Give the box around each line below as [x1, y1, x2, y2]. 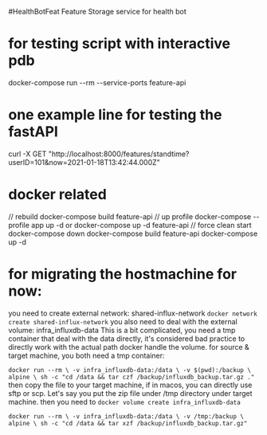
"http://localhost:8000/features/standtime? [48, 149, 190, 159]
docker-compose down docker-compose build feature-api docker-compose [8, 229, 258, 238]
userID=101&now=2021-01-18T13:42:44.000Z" [8, 157, 161, 167]
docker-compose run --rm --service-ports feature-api [8, 77, 187, 87]
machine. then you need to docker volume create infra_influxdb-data [8, 397, 241, 406]
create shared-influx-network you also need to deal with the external [8, 316, 238, 326]
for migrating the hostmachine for [8, 265, 238, 283]
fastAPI [8, 123, 58, 141]
